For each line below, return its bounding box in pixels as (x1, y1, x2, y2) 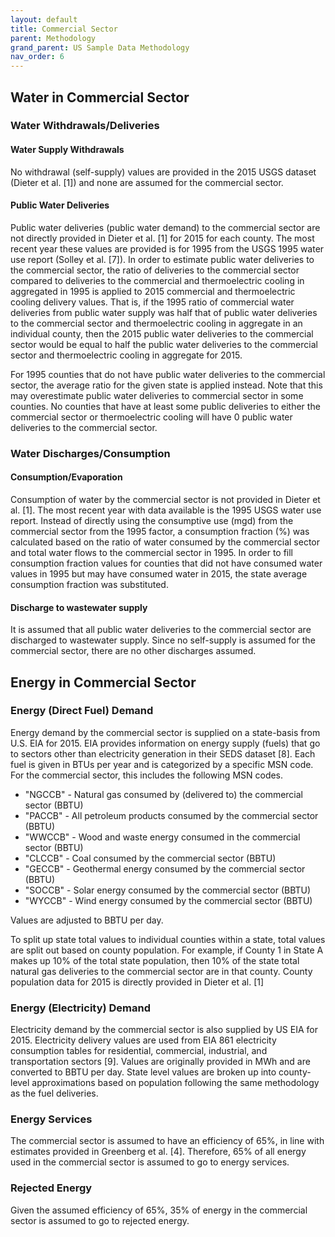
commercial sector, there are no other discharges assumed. (10, 645, 257, 657)
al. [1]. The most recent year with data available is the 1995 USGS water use (10, 504, 322, 516)
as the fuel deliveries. (10, 1087, 99, 1100)
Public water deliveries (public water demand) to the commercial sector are (10, 221, 321, 233)
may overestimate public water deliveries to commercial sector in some (10, 389, 304, 401)
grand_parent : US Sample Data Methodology (10, 42, 190, 53)
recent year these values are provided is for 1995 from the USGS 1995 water (10, 242, 325, 255)
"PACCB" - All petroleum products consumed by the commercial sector (24, 809, 319, 821)
